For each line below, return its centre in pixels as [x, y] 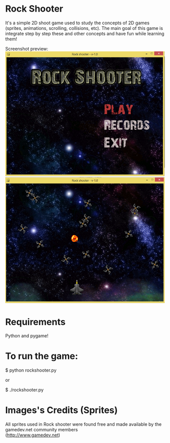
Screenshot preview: [27, 49]
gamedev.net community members [42, 430]
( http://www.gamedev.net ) [33, 435]
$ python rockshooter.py [31, 370]
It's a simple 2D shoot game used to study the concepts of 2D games [77, 23]
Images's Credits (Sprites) [61, 410]
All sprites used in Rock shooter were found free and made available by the [83, 424]
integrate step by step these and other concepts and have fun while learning [85, 33]
